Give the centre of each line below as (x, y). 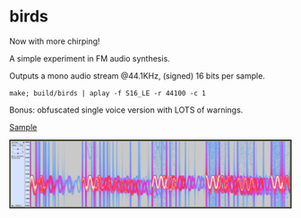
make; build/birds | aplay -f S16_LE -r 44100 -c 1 (107, 93)
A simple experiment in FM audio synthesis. (90, 58)
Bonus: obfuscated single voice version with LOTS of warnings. (126, 110)
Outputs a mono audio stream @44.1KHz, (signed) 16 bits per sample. (138, 75)
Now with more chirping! (55, 41)
